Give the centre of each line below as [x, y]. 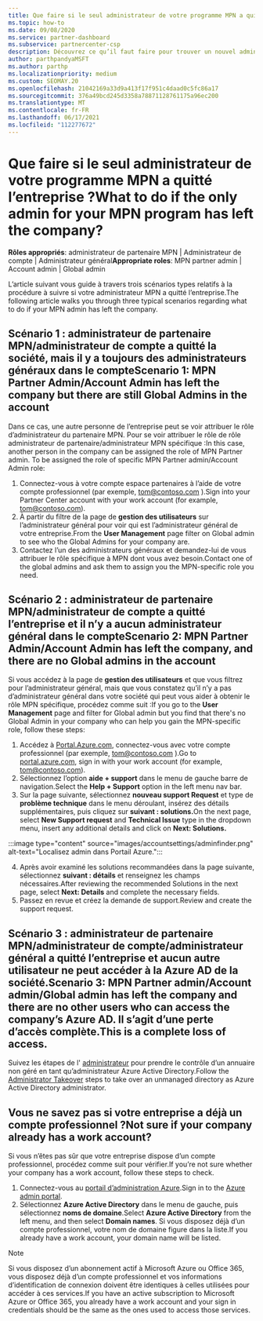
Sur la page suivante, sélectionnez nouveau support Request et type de [136, 795]
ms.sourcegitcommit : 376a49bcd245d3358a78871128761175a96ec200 [113, 96]
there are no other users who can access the [119, 1007]
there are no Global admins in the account [112, 660]
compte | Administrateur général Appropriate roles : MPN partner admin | [125, 261]
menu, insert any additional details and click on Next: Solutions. [123, 828]
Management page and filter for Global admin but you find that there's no [127, 713]
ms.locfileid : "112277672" [52, 125]
